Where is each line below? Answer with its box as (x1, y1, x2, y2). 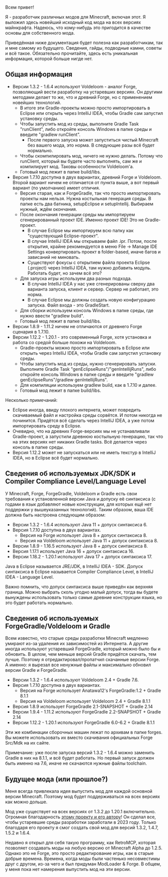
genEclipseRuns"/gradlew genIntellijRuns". (20, 376, 108, 383)
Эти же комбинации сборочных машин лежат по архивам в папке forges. (5, 729, 163, 736)
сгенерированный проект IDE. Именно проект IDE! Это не (20, 217, 144, 223)
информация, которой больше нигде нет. (5, 56, 93, 62)
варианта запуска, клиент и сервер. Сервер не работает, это (27, 286, 159, 292)
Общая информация (5, 70, 73, 79)
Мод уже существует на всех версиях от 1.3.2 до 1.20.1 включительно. (5, 809, 156, 815)
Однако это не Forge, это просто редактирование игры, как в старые (5, 850, 154, 856)
